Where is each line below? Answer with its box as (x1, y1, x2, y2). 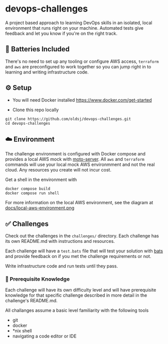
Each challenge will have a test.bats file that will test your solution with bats (5, 248, 163, 254)
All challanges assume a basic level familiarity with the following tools (5, 307, 149, 313)
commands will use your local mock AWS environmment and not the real (5, 161, 155, 167)
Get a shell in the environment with (5, 177, 77, 183)
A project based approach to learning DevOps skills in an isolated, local (5, 20, 152, 26)
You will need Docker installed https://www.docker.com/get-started (12, 97, 152, 103)
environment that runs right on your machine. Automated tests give (5, 25, 144, 31)
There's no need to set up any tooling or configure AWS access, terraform (5, 58, 159, 64)
